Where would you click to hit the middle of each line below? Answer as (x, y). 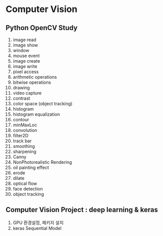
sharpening (25, 152)
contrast (21, 98)
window (21, 50)
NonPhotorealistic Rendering (42, 162)
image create (26, 61)
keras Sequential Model (37, 228)
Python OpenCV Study (42, 28)
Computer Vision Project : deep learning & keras (82, 210)
